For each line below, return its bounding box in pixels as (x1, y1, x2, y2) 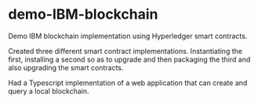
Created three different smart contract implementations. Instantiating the (8, 46, 243, 55)
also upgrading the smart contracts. (8, 62, 124, 72)
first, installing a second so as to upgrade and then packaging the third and (8, 55, 251, 64)
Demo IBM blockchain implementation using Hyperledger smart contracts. (8, 31, 248, 41)
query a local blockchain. (8, 86, 89, 95)
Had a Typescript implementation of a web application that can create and (8, 78, 248, 87)
